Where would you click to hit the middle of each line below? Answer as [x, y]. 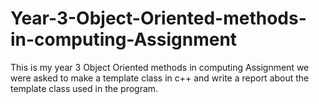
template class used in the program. [84, 88]
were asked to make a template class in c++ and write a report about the [160, 78]
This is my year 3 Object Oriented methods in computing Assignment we [160, 67]
